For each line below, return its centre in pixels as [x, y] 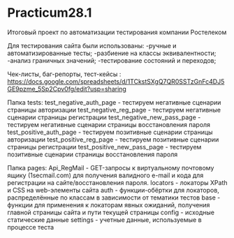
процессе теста [31, 227]
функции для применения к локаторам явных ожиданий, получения [109, 204]
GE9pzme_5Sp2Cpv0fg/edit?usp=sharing [67, 89]
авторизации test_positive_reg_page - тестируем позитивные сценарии [113, 139]
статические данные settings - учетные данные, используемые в [104, 220]
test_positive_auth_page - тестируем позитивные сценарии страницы [110, 132]
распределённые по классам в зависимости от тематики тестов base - [114, 198]
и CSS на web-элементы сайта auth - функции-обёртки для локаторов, [114, 190]
